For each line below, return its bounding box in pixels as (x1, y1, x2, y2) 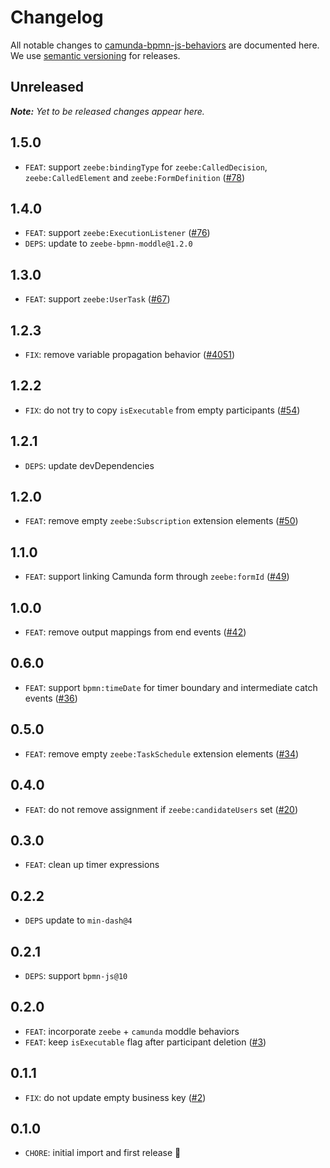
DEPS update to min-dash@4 (24, 914, 133, 926)
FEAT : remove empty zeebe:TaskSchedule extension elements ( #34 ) (24, 747, 300, 760)
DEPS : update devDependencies (24, 459, 155, 471)
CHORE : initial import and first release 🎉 (24, 1147, 182, 1159)
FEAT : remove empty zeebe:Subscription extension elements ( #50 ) (24, 515, 299, 527)
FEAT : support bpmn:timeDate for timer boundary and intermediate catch (24, 681, 318, 693)
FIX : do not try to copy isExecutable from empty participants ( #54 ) (24, 404, 301, 416)
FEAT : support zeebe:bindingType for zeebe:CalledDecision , (24, 161, 268, 173)
